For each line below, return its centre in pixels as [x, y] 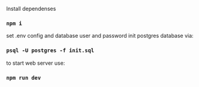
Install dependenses [31, 9]
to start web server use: [36, 63]
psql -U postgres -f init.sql [50, 51]
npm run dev [24, 78]
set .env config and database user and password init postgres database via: [100, 36]
